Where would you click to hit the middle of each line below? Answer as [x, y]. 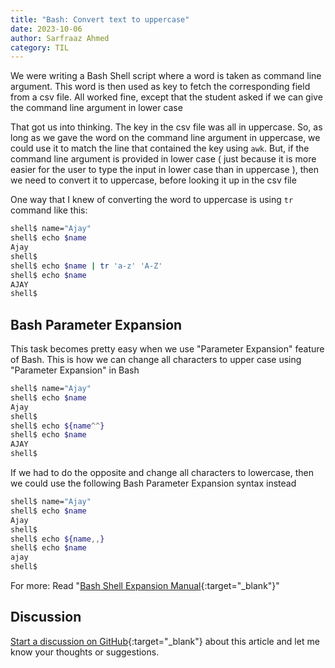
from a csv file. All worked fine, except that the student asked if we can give [166, 97]
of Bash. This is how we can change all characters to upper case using [156, 360]
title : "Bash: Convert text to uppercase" [100, 19]
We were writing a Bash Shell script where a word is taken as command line [166, 76]
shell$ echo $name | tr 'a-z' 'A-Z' [86, 266]
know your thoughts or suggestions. [85, 652]
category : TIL [40, 47]
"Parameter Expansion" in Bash [75, 370]
